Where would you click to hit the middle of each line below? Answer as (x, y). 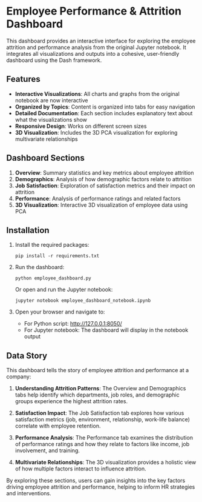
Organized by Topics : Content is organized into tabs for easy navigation (105, 107)
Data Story (27, 356)
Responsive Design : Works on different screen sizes (81, 126)
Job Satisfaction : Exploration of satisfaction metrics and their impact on (105, 186)
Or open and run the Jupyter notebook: (64, 290)
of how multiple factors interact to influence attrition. (80, 469)
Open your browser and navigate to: (60, 312)
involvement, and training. (47, 450)
